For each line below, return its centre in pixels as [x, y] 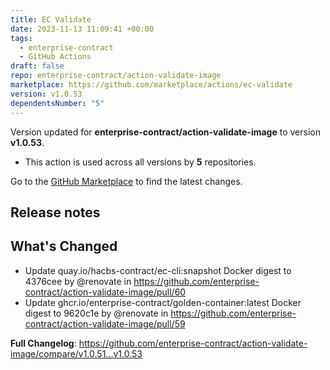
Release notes [55, 212]
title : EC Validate [51, 19]
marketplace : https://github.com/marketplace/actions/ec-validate [151, 85]
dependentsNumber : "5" [57, 103]
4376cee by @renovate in [78, 281]
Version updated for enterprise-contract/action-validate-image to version [165, 132]
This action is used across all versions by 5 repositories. [140, 162]
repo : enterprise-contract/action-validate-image [116, 76]
